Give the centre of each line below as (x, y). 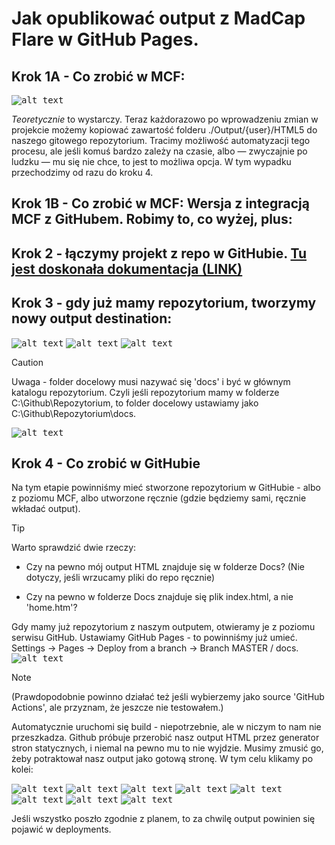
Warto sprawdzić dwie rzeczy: (74, 548)
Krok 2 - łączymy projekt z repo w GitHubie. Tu (159, 253)
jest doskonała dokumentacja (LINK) (127, 268)
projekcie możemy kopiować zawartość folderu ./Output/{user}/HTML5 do (164, 130)
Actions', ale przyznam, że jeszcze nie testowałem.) (117, 708)
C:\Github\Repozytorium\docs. (74, 413)
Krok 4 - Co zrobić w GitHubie (106, 463)
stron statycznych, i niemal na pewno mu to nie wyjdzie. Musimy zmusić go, (167, 748)
